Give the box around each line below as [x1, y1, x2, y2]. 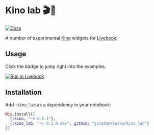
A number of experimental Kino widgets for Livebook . [5, 35, 118, 41]
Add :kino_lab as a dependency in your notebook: [5, 101, 111, 108]
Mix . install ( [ [5, 111, 36, 117]
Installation [5, 88, 42, 97]
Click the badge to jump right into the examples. [5, 63, 106, 70]
